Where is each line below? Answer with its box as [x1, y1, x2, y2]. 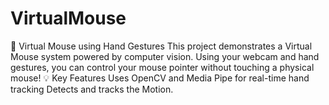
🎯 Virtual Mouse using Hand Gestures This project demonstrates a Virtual [10, 40, 313, 52]
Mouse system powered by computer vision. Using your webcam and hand [10, 50, 320, 62]
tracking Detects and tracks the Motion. [10, 83, 174, 95]
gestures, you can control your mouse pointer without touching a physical [10, 61, 315, 73]
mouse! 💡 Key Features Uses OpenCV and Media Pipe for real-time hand [10, 72, 310, 84]
